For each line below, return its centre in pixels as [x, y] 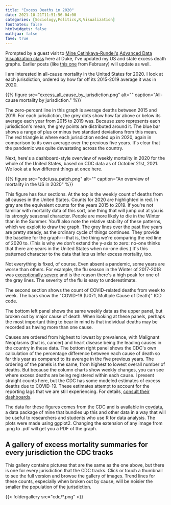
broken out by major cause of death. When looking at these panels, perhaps [85, 316]
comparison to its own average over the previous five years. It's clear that [83, 142]
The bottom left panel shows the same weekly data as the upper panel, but [84, 311]
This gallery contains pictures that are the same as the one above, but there [85, 465]
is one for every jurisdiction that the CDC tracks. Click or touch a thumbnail [84, 470]
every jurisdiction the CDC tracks [59, 453]
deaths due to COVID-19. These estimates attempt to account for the [77, 386]
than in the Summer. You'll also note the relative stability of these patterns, [83, 221]
